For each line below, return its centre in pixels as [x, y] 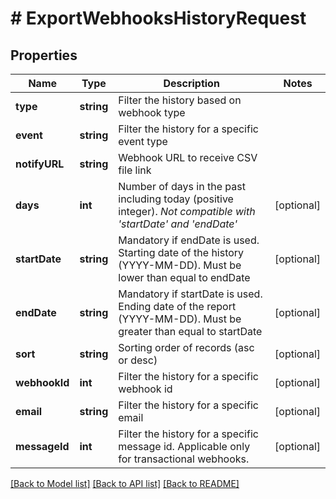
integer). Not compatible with [187, 211]
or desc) [138, 360]
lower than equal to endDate [184, 277]
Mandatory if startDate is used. [190, 294]
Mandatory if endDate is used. [189, 240]
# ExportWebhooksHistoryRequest [158, 18]
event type [143, 141]
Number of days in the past [182, 186]
